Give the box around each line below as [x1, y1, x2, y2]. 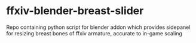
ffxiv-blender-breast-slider [6, 4, 144, 18]
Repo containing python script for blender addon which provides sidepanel [6, 24, 191, 31]
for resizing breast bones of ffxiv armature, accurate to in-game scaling [6, 29, 182, 37]
